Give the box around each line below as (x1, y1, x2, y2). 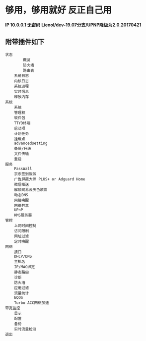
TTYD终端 (14, 120, 31, 125)
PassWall (14, 166, 32, 171)
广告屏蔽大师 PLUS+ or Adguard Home (14, 176, 85, 181)
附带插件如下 (5, 38, 45, 46)
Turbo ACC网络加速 (14, 300, 49, 305)
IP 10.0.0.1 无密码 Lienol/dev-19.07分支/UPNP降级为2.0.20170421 (5, 22, 142, 28)
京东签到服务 (14, 171, 36, 176)
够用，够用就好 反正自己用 (5, 4, 112, 16)
